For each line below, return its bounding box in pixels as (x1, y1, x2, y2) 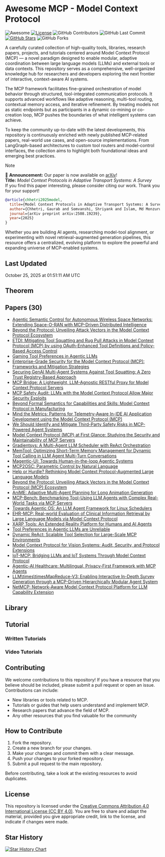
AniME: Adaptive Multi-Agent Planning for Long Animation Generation (12, 490, 153, 496)
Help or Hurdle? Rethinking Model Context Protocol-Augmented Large (12, 468, 154, 474)
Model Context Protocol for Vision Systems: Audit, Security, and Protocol (12, 542, 160, 548)
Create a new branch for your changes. (12, 745, 92, 751)
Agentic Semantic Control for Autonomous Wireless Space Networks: (12, 316, 153, 322)
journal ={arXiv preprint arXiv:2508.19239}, (9, 211, 102, 216)
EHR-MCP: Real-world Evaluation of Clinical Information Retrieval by (12, 510, 151, 516)
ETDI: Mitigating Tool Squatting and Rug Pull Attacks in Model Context (12, 338, 154, 344)
